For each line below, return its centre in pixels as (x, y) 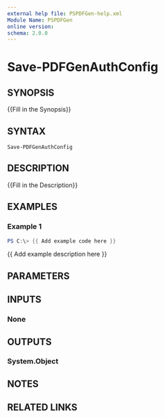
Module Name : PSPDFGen (40, 20)
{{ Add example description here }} (57, 254)
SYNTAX (27, 131)
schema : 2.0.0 (28, 33)
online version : (31, 26)
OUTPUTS (29, 341)
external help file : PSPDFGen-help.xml (65, 14)
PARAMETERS (38, 276)
